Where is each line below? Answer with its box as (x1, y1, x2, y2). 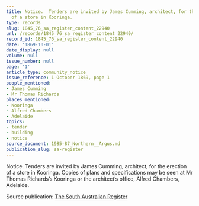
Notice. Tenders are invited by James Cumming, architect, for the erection (6, 162, 187, 169)
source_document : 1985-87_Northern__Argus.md (6, 140, 120, 147)
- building (6, 130, 33, 136)
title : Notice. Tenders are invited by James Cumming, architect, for (6, 8, 187, 15)
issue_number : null (6, 58, 54, 64)
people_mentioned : (6, 81, 52, 86)
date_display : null (6, 47, 54, 53)
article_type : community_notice (6, 69, 86, 75)
